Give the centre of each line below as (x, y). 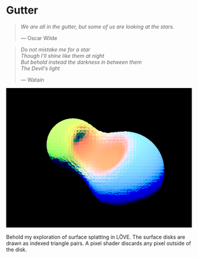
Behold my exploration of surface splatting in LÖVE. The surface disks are (96, 237)
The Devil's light (40, 68)
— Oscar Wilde (39, 38)
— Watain (32, 80)
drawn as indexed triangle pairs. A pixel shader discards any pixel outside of (99, 243)
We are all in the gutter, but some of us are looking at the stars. (98, 27)
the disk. (17, 249)
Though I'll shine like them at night (62, 55)
